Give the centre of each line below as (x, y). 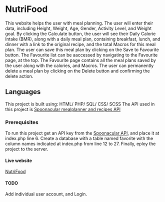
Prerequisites (22, 122)
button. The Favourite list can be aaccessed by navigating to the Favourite (81, 55)
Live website (19, 160)
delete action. (19, 76)
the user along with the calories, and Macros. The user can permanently (79, 65)
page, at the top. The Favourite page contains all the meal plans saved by (81, 60)
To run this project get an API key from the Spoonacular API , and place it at (82, 133)
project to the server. (27, 149)
